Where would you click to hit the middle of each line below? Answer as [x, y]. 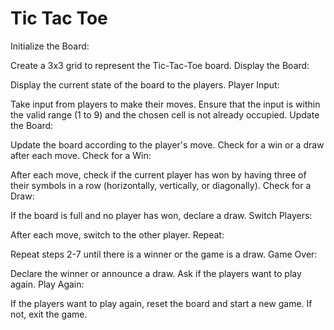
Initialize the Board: [50, 46]
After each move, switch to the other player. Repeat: [117, 234]
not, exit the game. [49, 314]
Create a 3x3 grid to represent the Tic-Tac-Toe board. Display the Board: [160, 65]
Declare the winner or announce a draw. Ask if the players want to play [156, 273]
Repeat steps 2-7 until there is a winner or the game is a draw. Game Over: [164, 254]
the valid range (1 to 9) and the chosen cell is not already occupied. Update [165, 114]
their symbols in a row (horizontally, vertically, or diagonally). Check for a [161, 185]
